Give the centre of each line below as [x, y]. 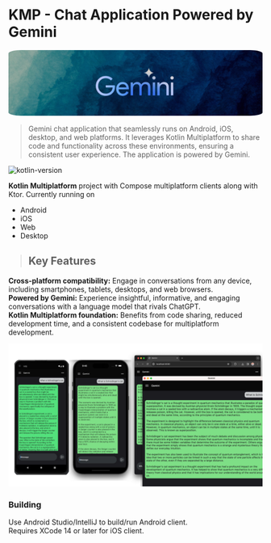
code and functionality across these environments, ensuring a [131, 145]
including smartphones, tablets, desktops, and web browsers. [111, 289]
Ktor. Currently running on [52, 194]
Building [25, 505]
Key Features [62, 261]
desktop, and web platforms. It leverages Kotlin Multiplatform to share [144, 137]
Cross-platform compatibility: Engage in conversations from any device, [130, 280]
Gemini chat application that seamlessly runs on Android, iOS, [131, 128]
